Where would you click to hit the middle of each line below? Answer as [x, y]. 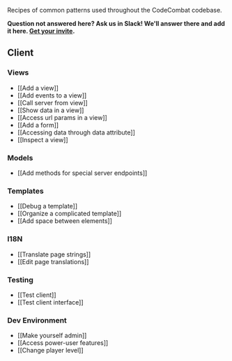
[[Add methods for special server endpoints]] [82, 173]
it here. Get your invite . [41, 31]
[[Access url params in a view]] [62, 117]
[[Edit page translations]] [53, 261]
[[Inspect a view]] [42, 139]
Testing [20, 279]
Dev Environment [37, 320]
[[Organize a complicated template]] [69, 214]
